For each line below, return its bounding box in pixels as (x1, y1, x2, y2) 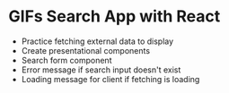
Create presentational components (21, 45, 150, 55)
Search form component (21, 55, 112, 65)
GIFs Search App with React (8, 6, 221, 27)
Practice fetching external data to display (21, 36, 174, 46)
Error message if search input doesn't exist (21, 64, 181, 75)
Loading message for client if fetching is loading (21, 73, 200, 84)
